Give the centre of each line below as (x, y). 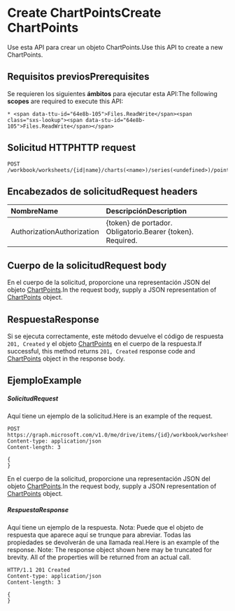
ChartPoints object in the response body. (66, 358)
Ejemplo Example (44, 381)
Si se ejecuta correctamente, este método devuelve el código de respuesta (115, 336)
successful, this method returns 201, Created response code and (101, 351)
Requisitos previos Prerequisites (78, 77)
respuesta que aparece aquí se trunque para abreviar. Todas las (99, 535)
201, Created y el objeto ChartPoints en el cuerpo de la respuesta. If (105, 344)
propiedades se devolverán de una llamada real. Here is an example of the (113, 542)
